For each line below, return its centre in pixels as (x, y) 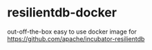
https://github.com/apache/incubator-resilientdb (76, 38)
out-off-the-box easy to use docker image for (72, 32)
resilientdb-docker (62, 13)
